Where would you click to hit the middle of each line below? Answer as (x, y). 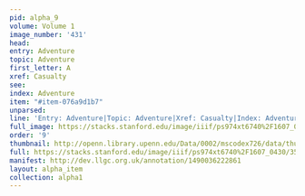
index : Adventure (42, 93)
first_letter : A (40, 69)
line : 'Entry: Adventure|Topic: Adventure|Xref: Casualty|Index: (135, 118)
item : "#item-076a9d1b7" (56, 102)
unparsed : (28, 110)
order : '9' (30, 135)
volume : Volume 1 (42, 26)
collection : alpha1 (46, 177)
